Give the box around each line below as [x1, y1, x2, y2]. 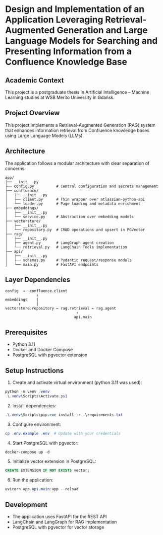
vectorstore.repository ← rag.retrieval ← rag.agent [5, 306, 116, 311]
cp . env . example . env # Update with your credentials [5, 431, 121, 436]
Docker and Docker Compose [12, 347, 73, 353]
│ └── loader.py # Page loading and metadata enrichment [5, 201, 141, 206]
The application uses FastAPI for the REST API [12, 514, 107, 520]
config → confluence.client [5, 289, 68, 294]
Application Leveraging [5, 14, 104, 25]
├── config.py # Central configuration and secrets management [5, 184, 159, 189]
